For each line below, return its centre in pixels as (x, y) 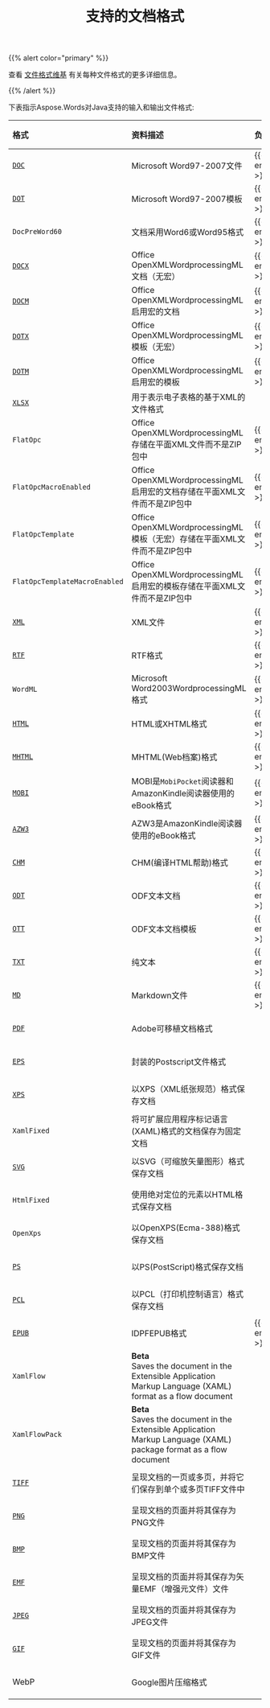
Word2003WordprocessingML (189, 689)
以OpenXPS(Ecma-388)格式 (186, 1228)
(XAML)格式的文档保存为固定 (186, 1131)
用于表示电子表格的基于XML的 (188, 397)
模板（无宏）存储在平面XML (184, 539)
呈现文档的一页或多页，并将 (184, 1477)
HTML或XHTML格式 (169, 724)
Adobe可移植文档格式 (172, 1029)
